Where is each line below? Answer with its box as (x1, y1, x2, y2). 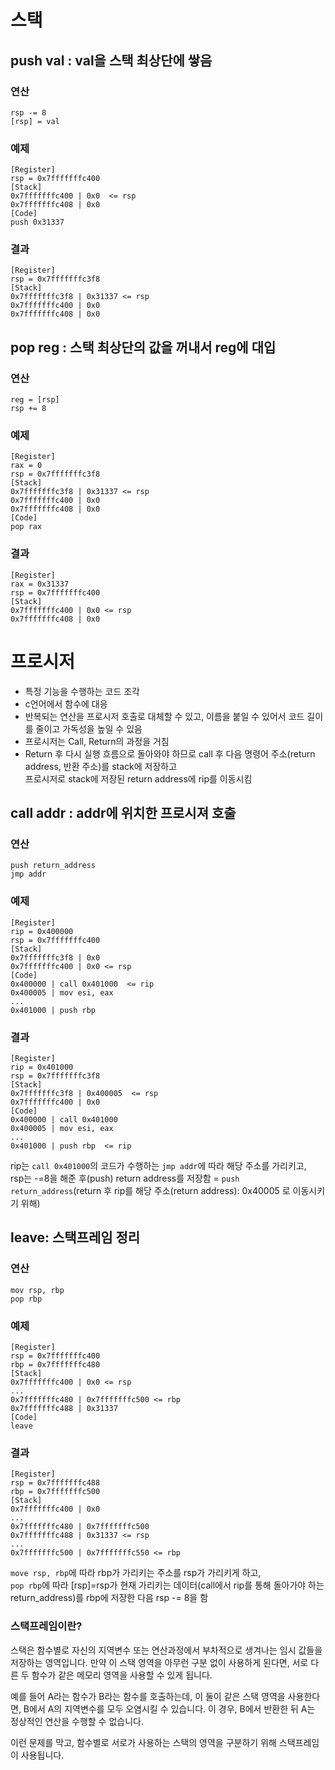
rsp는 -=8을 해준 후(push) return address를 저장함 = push (10, 1172, 240, 1184)
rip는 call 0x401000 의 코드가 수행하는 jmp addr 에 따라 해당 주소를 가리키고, (10, 1159, 307, 1171)
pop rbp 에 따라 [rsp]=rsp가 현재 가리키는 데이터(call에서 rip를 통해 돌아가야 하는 (10, 1579, 325, 1591)
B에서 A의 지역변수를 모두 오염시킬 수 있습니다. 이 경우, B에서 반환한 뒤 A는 (23, 1702, 316, 1715)
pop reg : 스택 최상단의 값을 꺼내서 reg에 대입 (10, 339, 277, 356)
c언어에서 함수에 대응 (24, 697, 108, 710)
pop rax (10, 522, 43, 532)
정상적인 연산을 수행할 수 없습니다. (10, 1715, 144, 1727)
